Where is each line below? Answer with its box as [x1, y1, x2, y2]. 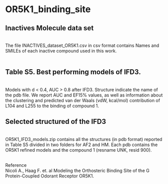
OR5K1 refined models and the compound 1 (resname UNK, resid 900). [5, 147, 152, 153]
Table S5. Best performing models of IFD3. [5, 68, 141, 76]
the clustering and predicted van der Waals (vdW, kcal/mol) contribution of [5, 97, 160, 103]
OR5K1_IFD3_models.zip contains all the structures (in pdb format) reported [5, 136, 162, 142]
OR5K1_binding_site [5, 4, 91, 15]
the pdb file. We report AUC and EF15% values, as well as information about [5, 92, 163, 98]
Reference [5, 162, 27, 168]
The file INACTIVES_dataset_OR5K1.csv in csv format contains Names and [5, 42, 159, 49]
